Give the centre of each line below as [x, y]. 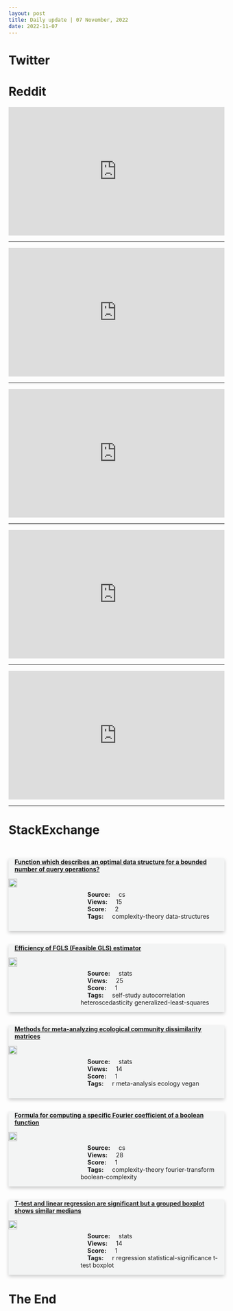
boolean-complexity [109, 1177]
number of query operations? [57, 869]
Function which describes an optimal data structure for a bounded [111, 862]
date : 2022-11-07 [33, 26]
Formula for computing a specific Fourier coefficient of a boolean [109, 1116]
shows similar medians [48, 1211]
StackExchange [54, 830]
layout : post [27, 13]
